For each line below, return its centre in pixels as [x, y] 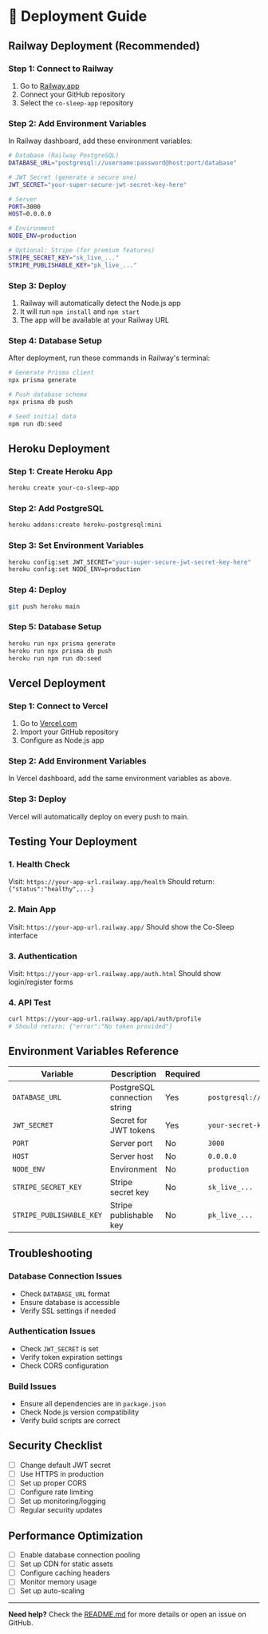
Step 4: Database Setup [55, 340]
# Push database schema [48, 395]
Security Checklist [55, 1446]
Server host [132, 1156]
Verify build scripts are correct [70, 1421]
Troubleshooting [51, 1253]
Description [134, 1073]
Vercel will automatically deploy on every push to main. [99, 816]
